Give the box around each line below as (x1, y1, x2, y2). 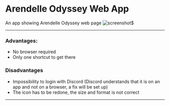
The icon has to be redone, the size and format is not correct (12, 89, 140, 95)
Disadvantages (5, 67, 44, 74)
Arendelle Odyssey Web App (5, 3, 129, 15)
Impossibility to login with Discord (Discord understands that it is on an (12, 78, 160, 84)
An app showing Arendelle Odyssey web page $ (5, 20, 134, 26)
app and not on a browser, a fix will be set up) (12, 84, 108, 90)
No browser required (12, 49, 56, 55)
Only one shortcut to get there (12, 54, 76, 60)
